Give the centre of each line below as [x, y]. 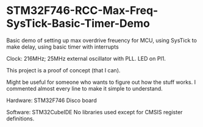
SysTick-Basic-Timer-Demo [78, 23]
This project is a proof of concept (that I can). [63, 70]
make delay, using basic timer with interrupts [62, 47]
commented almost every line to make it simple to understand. [84, 88]
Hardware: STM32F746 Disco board [52, 100]
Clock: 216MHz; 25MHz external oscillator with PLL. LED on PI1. [86, 58]
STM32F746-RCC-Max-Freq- [82, 11]
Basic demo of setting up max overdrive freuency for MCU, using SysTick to [101, 40]
